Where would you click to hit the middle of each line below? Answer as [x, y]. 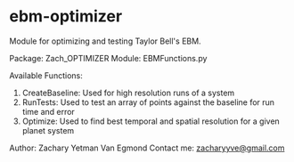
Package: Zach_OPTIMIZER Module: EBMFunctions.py [108, 58]
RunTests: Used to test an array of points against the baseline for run [148, 102]
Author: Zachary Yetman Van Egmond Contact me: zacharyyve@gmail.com [147, 148]
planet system [48, 130]
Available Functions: [46, 75]
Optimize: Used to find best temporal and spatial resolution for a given [151, 121]
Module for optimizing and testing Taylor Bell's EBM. [106, 41]
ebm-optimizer [66, 16]
